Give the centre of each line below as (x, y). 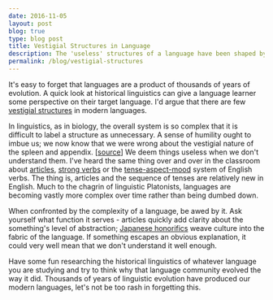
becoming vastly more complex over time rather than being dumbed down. (133, 195)
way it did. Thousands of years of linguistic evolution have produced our (129, 278)
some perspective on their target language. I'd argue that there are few (127, 102)
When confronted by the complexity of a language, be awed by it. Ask (125, 211)
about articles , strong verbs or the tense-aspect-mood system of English (130, 169)
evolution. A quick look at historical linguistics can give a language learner (132, 93)
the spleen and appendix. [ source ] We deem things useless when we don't (134, 152)
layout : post (30, 24)
